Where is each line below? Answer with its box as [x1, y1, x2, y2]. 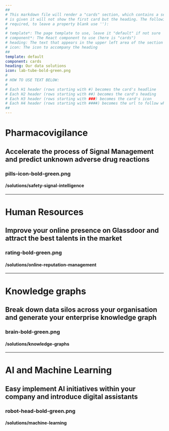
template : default [5, 54, 44, 59]
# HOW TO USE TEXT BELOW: [5, 77, 59, 82]
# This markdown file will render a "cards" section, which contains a [5, 12, 158, 17]
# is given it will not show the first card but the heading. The [5, 17, 147, 22]
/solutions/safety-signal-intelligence [5, 183, 84, 189]
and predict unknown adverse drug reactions [5, 155, 150, 163]
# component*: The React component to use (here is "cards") [5, 36, 136, 41]
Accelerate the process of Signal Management [5, 147, 154, 156]
